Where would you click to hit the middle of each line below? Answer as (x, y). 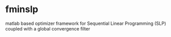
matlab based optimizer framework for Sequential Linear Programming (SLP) (86, 23)
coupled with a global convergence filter (48, 28)
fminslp (22, 9)
